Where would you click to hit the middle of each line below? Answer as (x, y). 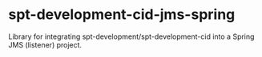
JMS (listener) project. (45, 44)
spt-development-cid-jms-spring (122, 15)
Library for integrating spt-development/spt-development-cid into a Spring (131, 36)
